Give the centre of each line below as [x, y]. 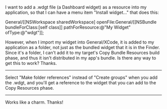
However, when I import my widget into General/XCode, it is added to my [80, 42]
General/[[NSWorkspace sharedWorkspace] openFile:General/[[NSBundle [81, 22]
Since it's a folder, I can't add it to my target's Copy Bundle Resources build [83, 53]
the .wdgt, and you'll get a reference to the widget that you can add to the [81, 83]
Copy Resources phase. [30, 88]
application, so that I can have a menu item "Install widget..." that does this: [82, 12]
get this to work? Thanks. [31, 63]
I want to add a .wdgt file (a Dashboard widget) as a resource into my [76, 7]
